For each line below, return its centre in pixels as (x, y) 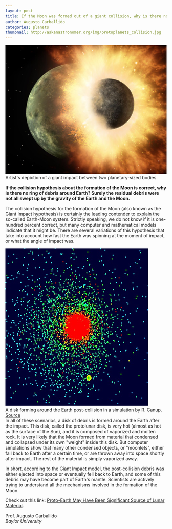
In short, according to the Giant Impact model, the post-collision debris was (85, 469)
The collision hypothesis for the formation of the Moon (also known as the (83, 209)
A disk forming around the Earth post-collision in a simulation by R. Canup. (84, 410)
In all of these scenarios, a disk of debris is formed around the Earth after (82, 421)
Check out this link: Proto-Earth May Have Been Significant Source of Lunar (85, 500)
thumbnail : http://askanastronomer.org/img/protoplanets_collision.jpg (83, 33)
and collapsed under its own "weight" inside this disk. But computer (77, 442)
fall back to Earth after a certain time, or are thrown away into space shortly (85, 453)
